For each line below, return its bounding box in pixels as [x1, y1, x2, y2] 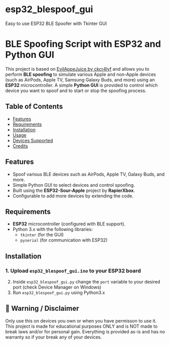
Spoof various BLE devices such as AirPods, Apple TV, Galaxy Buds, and [12, 171, 165, 177]
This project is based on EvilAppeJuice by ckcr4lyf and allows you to [5, 66, 150, 72]
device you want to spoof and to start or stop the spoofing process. [5, 88, 147, 94]
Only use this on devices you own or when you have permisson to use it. [5, 318, 157, 324]
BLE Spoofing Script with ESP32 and [5, 38, 161, 50]
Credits [12, 142, 28, 149]
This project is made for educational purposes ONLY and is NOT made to [5, 323, 158, 329]
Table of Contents [5, 102, 63, 111]
